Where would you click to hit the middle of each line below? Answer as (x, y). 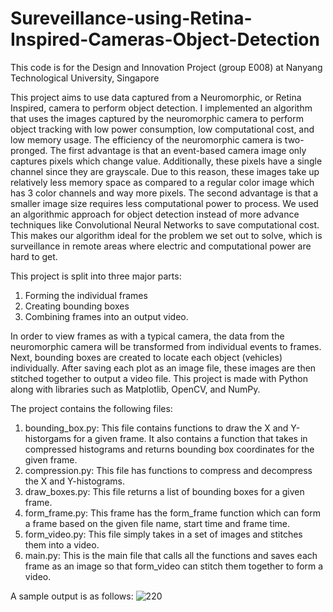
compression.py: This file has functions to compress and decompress (168, 470)
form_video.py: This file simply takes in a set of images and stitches (163, 534)
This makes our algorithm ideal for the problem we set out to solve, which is (166, 235)
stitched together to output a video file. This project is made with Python (159, 378)
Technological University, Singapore (85, 78)
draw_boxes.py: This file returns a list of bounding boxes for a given (164, 491)
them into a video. (62, 544)
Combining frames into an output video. (106, 316)
